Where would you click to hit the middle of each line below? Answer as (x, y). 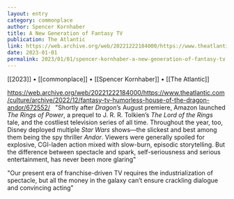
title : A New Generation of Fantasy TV (65, 33)
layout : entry (28, 14)
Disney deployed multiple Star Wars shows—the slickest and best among (112, 129)
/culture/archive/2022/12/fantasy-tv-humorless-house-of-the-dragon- (109, 100)
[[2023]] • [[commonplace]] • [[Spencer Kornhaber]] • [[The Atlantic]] (108, 79)
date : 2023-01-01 (32, 53)
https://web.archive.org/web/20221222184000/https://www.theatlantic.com (116, 92)
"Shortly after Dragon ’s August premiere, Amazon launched (141, 107)
